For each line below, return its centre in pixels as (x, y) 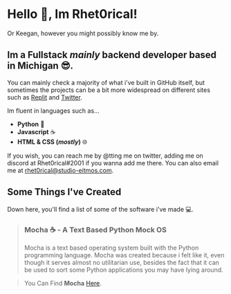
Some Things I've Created (64, 192)
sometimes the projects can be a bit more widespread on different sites (109, 90)
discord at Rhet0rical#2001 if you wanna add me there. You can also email (113, 163)
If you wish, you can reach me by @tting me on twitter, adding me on (105, 156)
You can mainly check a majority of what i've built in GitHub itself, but (106, 82)
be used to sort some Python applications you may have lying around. (123, 270)
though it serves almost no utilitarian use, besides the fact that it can (122, 262)
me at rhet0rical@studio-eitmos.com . (61, 170)
